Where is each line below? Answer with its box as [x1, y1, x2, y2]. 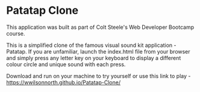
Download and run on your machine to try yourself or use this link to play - [6, 72, 191, 79]
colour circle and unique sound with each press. [6, 61, 126, 68]
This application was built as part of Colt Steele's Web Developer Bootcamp [6, 23, 195, 31]
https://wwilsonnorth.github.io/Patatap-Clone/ [6, 79, 121, 86]
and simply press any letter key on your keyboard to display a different [6, 54, 181, 61]
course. [6, 29, 25, 37]
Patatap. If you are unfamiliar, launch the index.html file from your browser [6, 48, 191, 55]
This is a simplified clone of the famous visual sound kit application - [6, 41, 177, 49]
